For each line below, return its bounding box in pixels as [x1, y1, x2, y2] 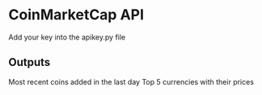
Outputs [8, 56, 51, 69]
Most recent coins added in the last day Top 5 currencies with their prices [8, 76, 255, 86]
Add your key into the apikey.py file [8, 32, 126, 42]
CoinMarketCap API [8, 6, 144, 24]
